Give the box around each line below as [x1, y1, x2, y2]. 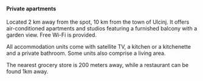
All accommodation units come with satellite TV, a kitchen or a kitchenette [6, 43, 191, 51]
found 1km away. [6, 68, 49, 76]
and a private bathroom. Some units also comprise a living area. [6, 49, 166, 57]
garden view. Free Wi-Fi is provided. [6, 31, 97, 39]
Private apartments [6, 5, 57, 12]
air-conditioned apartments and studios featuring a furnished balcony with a [6, 25, 198, 32]
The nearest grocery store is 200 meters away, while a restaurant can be [6, 62, 189, 69]
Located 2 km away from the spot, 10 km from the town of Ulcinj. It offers [6, 18, 190, 26]
